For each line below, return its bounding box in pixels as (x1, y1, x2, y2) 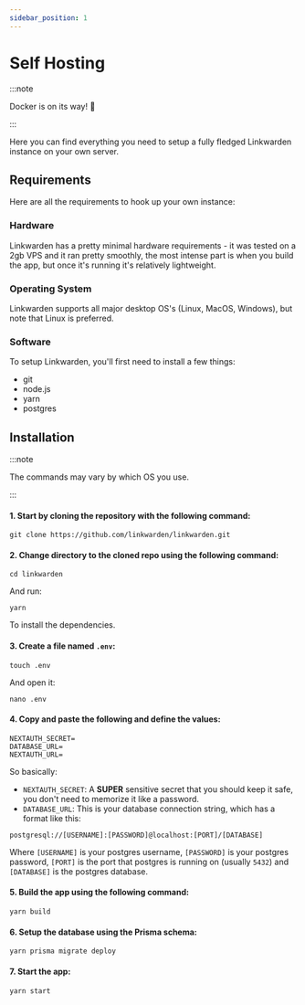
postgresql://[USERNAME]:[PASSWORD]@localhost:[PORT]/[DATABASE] (9, 830, 263, 840)
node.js (22, 384, 52, 395)
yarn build (9, 907, 51, 916)
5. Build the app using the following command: (9, 887, 190, 898)
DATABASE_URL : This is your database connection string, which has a (22, 803, 276, 814)
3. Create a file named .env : (9, 640, 116, 651)
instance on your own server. (9, 145, 120, 156)
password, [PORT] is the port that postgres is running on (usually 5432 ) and (9, 856, 289, 867)
